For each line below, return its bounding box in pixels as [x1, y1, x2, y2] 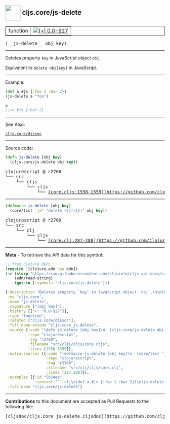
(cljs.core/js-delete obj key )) [10, 159, 78, 165]
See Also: [5, 121, 25, 127]
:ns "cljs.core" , [7, 295, 44, 300]
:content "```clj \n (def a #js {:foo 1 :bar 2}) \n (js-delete [34, 379, 164, 384]
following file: [5, 403, 33, 409]
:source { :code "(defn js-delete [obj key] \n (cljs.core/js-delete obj [7, 328, 164, 333]
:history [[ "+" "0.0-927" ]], [7, 308, 69, 314]
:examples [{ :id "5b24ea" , [7, 374, 65, 380]
